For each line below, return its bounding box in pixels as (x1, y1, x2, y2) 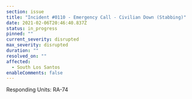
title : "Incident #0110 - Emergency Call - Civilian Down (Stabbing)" (6, 14, 187, 20)
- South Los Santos (11, 64, 61, 70)
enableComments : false (6, 70, 63, 76)
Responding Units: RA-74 (6, 86, 68, 93)
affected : (6, 58, 31, 64)
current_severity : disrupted (6, 36, 79, 42)
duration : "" (6, 48, 39, 54)
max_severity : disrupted (6, 42, 68, 48)
